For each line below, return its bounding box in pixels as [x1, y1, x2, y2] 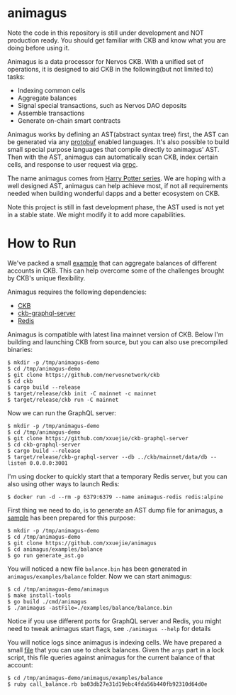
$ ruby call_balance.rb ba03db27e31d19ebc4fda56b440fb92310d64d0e [7, 680, 208, 688]
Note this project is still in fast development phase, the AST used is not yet [7, 202, 225, 211]
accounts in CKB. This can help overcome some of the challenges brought [7, 266, 225, 275]
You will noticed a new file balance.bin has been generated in [7, 564, 188, 573]
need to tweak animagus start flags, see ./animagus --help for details [7, 624, 211, 633]
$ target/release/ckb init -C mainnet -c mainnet [7, 390, 157, 397]
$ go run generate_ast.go [7, 552, 84, 559]
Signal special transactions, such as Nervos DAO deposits [17, 101, 187, 109]
